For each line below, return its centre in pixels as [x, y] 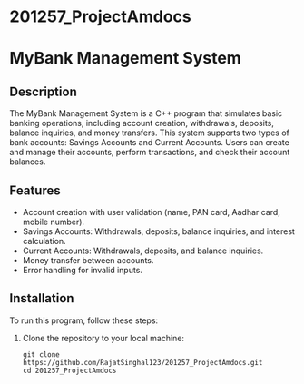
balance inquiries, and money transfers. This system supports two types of [150, 133]
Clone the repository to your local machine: [103, 338]
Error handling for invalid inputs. [83, 270]
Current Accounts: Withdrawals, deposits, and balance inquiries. [143, 251]
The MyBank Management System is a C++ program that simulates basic [146, 113]
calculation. [44, 241]
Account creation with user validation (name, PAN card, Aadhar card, [152, 212]
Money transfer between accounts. [88, 260]
